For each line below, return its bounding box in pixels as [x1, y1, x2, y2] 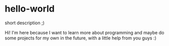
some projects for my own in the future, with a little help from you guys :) [5, 35, 157, 41]
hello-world [5, 3, 55, 15]
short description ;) [5, 20, 45, 26]
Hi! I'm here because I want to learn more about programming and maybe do [5, 29, 164, 35]
